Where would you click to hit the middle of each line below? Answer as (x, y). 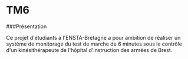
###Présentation (27, 26)
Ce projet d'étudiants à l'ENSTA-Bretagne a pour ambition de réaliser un (93, 37)
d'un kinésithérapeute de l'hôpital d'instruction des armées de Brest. (89, 50)
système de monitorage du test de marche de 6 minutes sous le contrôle (94, 44)
